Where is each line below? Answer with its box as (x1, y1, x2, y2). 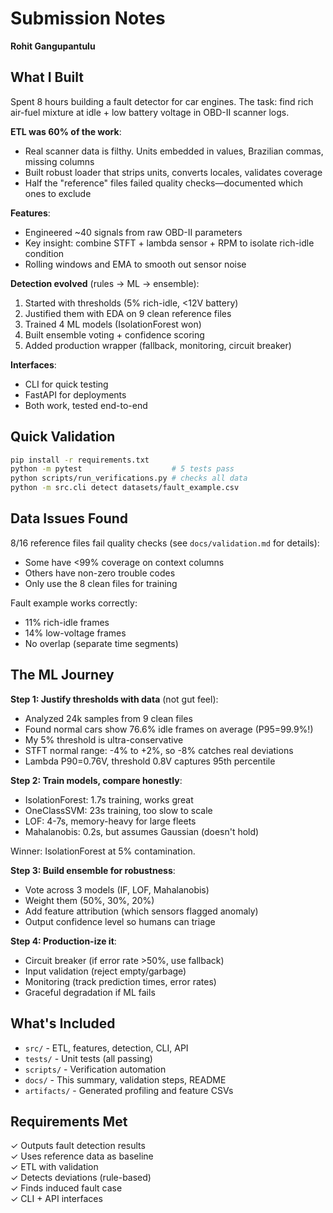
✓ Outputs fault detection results (10, 1140, 146, 1152)
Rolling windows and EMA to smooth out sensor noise (24, 258, 247, 270)
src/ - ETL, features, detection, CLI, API (24, 1042, 189, 1054)
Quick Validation (10, 428, 116, 446)
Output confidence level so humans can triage (24, 915, 216, 927)
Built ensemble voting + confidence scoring (24, 328, 205, 341)
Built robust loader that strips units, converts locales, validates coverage (24, 166, 323, 178)
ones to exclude (24, 187, 92, 199)
